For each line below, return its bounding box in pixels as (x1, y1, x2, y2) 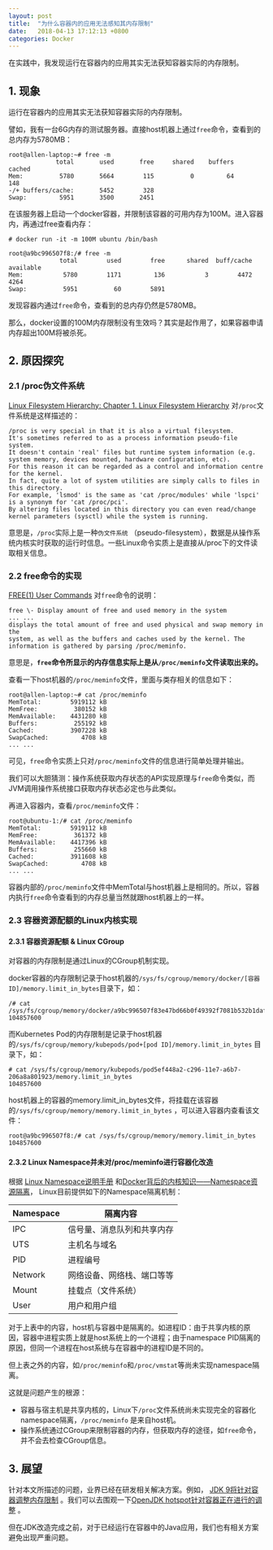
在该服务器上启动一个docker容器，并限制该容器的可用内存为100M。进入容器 (8, 209, 264, 219)
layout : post (8, 11, 53, 20)
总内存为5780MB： (8, 135, 73, 145)
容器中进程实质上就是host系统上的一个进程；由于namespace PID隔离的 (22, 1333, 262, 1343)
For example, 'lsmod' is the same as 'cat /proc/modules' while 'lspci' (8, 491, 260, 499)
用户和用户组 (67, 1300, 118, 1312)
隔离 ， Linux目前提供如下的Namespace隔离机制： (15, 1187, 183, 1197)
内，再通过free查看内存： (8, 219, 93, 229)
